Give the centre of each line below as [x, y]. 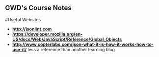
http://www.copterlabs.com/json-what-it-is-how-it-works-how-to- [83, 44]
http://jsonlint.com [32, 29]
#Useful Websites [23, 19]
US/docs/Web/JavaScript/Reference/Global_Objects [67, 39]
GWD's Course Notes [39, 8]
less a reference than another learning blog [71, 49]
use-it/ [19, 49]
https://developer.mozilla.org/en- [47, 34]
